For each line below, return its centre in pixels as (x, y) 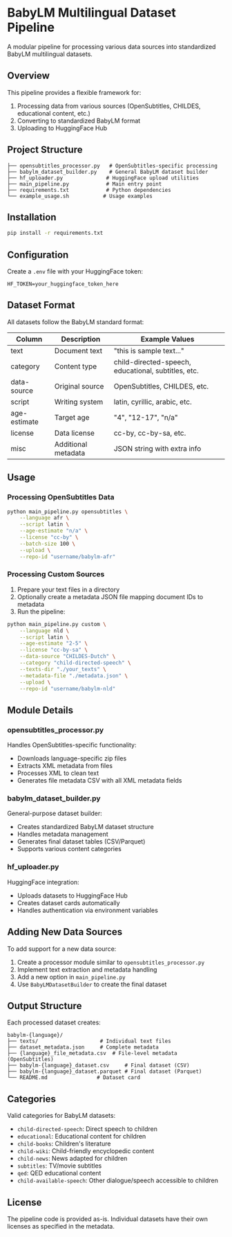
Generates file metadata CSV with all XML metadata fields (99, 781)
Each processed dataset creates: (54, 1022)
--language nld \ (45, 631)
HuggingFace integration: (43, 882)
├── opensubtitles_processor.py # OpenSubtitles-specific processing (112, 166)
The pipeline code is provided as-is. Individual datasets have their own (108, 1219)
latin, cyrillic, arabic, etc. (153, 402)
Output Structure (45, 1006)
